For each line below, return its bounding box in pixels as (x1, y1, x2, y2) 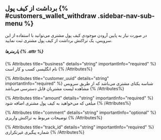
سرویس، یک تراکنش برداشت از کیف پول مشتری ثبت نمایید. (5, 37, 113, 43)
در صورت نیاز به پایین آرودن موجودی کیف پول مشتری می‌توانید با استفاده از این (5, 32, 147, 38)
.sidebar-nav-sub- (97, 12, 155, 20)
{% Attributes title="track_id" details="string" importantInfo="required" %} (5, 124, 154, 130)
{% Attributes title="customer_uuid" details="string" (5, 75, 109, 81)
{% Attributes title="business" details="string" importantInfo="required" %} (5, 61, 157, 66)
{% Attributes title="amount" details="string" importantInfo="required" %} (5, 95, 154, 101)
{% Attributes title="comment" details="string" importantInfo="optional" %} (5, 109, 157, 115)
